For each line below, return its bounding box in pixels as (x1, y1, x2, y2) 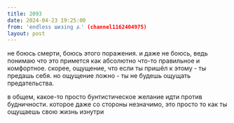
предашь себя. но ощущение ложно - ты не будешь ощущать (7, 72, 191, 80)
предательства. (7, 79, 55, 88)
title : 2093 (7, 10, 42, 18)
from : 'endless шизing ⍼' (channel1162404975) (7, 23, 147, 30)
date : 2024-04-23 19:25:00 (7, 17, 86, 24)
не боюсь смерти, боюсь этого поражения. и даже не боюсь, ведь (7, 49, 208, 58)
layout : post (7, 30, 46, 37)
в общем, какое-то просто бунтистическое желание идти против (7, 93, 202, 101)
